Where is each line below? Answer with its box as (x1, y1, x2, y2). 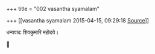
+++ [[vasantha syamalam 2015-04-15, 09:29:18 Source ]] (6, 17, 150, 24)
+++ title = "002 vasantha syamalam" (6, 5, 100, 12)
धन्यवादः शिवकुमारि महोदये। (6, 29, 59, 36)
